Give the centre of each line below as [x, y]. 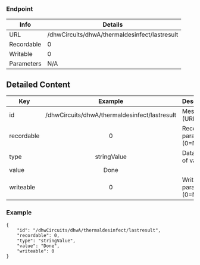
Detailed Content [38, 84]
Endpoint [20, 9]
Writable [21, 54]
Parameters [25, 63]
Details [113, 24]
